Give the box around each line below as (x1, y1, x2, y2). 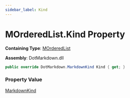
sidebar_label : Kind (5, 7, 48, 12)
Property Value (5, 76, 43, 83)
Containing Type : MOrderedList (5, 45, 71, 51)
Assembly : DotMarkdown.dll (5, 55, 64, 61)
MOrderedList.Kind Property (5, 28, 126, 40)
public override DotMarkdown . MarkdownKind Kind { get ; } (5, 64, 126, 70)
